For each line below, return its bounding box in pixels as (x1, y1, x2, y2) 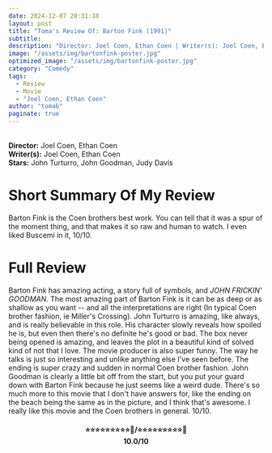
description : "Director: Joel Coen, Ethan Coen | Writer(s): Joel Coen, (8, 42, 259, 50)
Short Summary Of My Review (8, 186, 216, 205)
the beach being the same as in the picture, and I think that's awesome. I (8, 397, 251, 407)
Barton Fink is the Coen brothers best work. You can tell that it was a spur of (8, 212, 263, 223)
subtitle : (8, 34, 42, 43)
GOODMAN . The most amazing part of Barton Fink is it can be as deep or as (8, 293, 262, 304)
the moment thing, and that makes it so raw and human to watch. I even (8, 221, 247, 231)
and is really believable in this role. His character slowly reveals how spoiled (8, 319, 261, 329)
